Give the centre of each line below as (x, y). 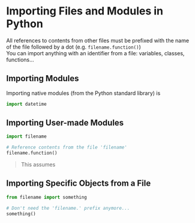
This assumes (38, 165)
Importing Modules (43, 78)
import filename (26, 136)
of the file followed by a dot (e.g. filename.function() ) (73, 47)
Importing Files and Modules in (85, 11)
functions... (20, 60)
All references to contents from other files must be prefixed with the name (98, 40)
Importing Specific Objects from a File (79, 184)
